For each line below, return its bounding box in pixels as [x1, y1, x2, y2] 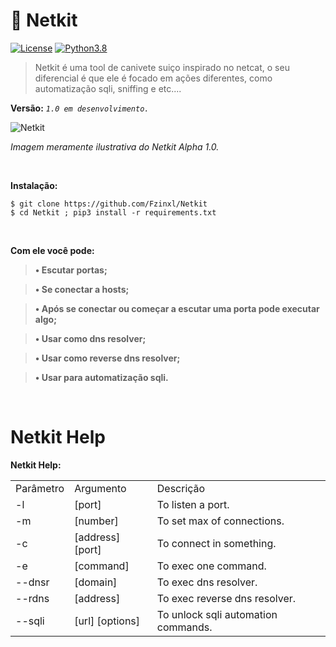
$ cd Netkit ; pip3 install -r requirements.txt [10, 207, 217, 218]
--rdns [15, 591, 50, 605]
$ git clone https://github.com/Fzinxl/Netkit [10, 199, 208, 209]
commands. [156, 620, 213, 634]
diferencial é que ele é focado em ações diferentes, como [34, 72, 273, 84]
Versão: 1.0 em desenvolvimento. [10, 102, 150, 114]
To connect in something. [156, 536, 277, 550]
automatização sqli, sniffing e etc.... [34, 82, 182, 94]
